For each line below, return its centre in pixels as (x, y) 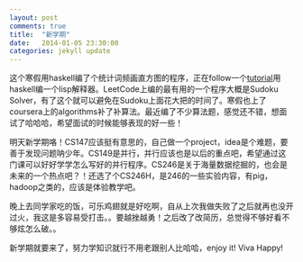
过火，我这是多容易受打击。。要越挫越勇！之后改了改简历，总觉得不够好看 (146, 218)
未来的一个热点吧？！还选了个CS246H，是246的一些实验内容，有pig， (141, 176)
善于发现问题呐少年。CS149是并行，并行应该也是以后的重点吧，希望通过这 (148, 153)
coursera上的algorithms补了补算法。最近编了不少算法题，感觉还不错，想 (144, 112)
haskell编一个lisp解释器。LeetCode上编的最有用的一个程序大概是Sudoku (144, 89)
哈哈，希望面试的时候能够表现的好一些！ (108, 123)
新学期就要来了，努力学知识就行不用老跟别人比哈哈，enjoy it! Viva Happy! (147, 248)
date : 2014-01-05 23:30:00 (64, 43)
